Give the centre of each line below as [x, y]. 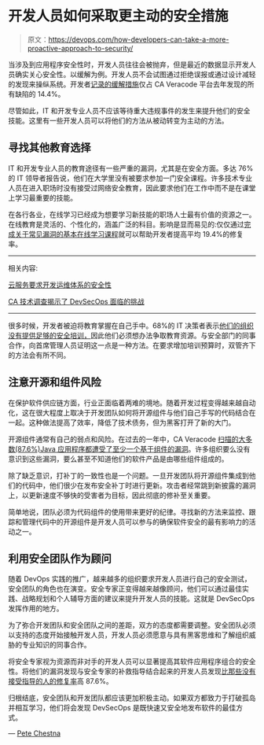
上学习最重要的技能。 [42, 197]
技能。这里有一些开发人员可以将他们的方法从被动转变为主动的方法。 [118, 120]
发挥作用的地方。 [36, 609]
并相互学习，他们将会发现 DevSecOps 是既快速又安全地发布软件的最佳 [122, 708]
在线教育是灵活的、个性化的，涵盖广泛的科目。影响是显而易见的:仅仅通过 [126, 224]
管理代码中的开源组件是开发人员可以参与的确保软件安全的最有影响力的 [135, 522]
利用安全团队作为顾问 [60, 558]
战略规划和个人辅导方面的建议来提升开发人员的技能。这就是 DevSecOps [138, 599]
